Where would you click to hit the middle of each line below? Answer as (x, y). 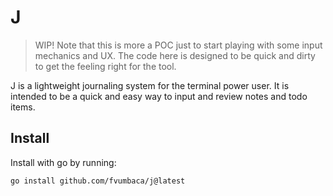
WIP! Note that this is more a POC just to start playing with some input (178, 45)
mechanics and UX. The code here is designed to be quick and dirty (175, 55)
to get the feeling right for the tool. (105, 66)
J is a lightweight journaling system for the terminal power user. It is (150, 85)
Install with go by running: (63, 162)
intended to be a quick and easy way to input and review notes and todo (159, 96)
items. (23, 107)
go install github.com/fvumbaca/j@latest (98, 181)
